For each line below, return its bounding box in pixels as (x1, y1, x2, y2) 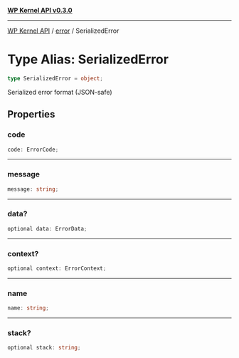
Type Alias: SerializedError (7, 51, 169, 68)
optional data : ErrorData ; (7, 225, 87, 232)
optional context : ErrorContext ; (7, 265, 107, 273)
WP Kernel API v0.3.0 (7, 6, 73, 14)
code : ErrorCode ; (7, 146, 59, 153)
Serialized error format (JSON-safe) (7, 88, 112, 96)
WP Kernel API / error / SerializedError (7, 26, 119, 35)
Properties (7, 108, 55, 120)
